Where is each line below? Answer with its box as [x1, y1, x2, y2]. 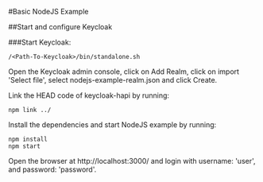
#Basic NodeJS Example [8, 7, 89, 16]
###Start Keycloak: [8, 37, 72, 47]
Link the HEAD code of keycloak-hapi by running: [8, 91, 169, 100]
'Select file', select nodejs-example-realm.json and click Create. [8, 76, 218, 84]
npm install [8, 135, 48, 143]
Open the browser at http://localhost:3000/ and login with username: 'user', [8, 157, 256, 165]
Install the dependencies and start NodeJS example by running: [8, 120, 217, 130]
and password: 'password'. [8, 165, 97, 174]
